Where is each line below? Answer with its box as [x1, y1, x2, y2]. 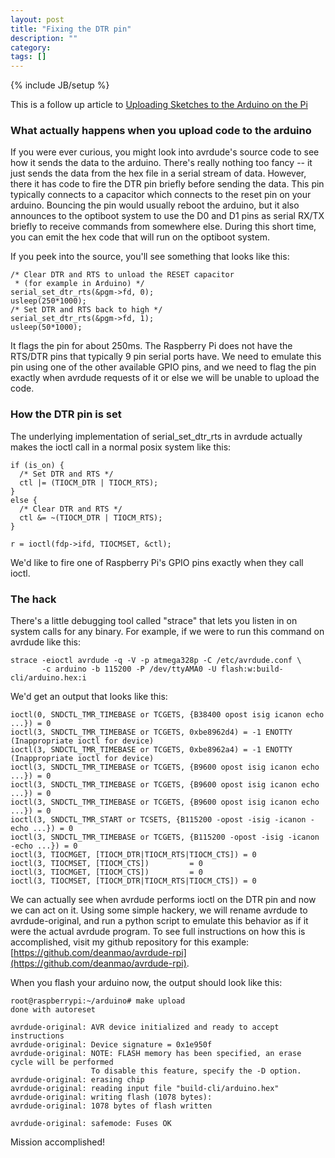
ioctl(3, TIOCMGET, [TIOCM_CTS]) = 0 [10, 867, 203, 878]
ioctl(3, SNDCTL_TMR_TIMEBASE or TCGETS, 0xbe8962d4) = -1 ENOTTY [10, 727, 293, 738]
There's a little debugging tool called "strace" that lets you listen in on [10, 615, 298, 627]
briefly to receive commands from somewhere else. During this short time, [10, 221, 317, 233]
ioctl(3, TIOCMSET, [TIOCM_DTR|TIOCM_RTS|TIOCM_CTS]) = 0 [10, 876, 257, 886]
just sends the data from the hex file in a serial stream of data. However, [10, 167, 307, 180]
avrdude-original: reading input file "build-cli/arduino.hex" [10, 1084, 280, 1094]
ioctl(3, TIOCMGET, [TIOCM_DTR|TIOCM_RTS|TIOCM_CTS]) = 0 [10, 850, 257, 860]
